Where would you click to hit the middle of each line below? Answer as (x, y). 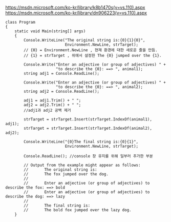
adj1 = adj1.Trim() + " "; (52, 100)
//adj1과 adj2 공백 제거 (48, 110)
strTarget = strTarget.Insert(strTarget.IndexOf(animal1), (88, 119)
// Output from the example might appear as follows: (82, 165)
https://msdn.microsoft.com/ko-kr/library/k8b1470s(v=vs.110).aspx (75, 7)
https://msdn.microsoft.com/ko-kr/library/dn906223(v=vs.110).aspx (76, 13)
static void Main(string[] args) (50, 31)
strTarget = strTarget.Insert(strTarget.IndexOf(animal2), (88, 128)
